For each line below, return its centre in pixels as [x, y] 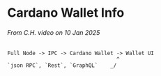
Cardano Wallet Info [66, 13]
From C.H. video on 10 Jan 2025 [54, 32]
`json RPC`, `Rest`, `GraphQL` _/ [62, 66]
